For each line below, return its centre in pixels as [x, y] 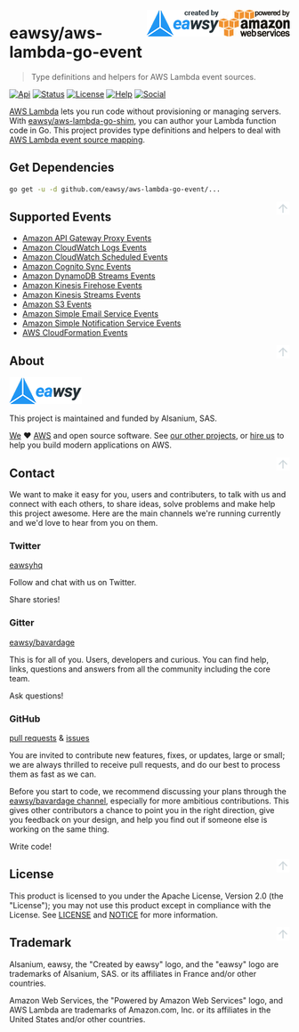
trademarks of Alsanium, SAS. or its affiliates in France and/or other [133, 973]
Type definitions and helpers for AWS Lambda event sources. [143, 77]
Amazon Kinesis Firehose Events [82, 286]
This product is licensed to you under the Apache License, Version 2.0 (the [146, 896]
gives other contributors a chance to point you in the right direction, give [142, 810]
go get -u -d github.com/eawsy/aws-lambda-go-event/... [115, 189]
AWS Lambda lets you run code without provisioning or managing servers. [145, 111]
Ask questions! [36, 696]
